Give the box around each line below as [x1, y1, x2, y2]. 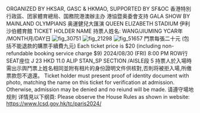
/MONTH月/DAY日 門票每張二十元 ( [6, 35, 185, 42]
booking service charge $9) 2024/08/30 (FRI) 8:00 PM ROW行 [34, 50, 188, 56]
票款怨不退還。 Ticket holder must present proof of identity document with [6, 72, 189, 79]
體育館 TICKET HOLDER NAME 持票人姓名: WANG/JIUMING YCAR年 [16, 27, 183, 34]
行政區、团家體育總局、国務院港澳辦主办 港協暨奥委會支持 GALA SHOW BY [6, 12, 190, 20]
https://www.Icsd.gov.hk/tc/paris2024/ [6, 100, 102, 107]
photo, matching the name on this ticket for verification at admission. [6, 79, 175, 86]
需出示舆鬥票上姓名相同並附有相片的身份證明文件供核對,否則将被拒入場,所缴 [6, 65, 192, 71]
